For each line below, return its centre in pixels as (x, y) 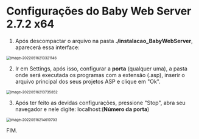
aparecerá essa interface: (47, 47)
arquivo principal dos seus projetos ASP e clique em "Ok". (88, 81)
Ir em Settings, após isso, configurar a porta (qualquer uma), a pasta (101, 69)
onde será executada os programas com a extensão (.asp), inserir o (100, 75)
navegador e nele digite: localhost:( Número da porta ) (82, 109)
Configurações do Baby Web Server (99, 11)
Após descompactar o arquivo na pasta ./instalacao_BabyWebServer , (104, 41)
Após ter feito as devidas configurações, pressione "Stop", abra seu (100, 103)
